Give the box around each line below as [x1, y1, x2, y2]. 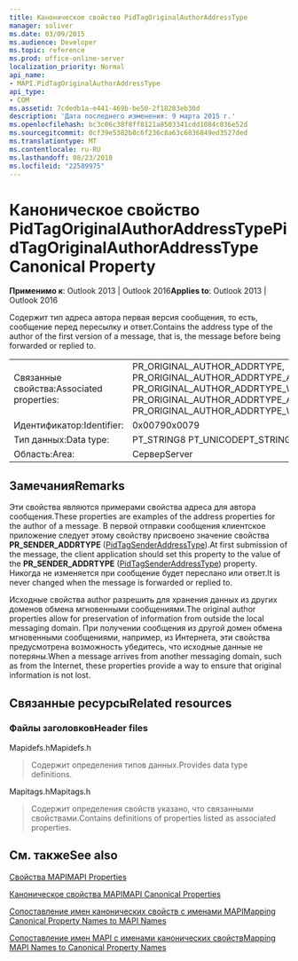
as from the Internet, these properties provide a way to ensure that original [9, 660, 282, 671]
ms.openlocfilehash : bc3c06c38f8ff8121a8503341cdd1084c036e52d [9, 121, 248, 130]
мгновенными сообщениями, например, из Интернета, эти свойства [9, 632, 271, 643]
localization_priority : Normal [9, 63, 125, 72]
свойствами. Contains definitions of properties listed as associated [30, 813, 277, 823]
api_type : [9, 87, 46, 96]
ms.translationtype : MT [9, 137, 98, 146]
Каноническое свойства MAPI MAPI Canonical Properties [9, 888, 222, 899]
